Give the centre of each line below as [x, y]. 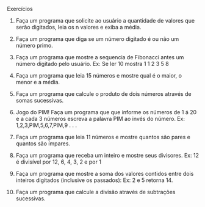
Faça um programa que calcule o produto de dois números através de [103, 94]
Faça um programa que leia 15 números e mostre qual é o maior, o [99, 75]
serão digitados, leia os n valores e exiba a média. [78, 27]
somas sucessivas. [40, 100]
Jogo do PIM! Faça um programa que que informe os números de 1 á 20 [106, 112]
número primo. [34, 45]
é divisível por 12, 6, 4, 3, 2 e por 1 [58, 162]
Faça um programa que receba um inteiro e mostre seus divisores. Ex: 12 [107, 155]
